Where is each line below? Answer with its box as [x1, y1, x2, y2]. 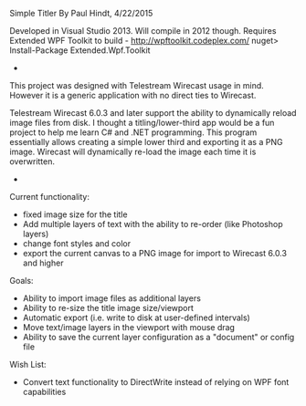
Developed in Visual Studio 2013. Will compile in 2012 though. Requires [9, 26, 277, 36]
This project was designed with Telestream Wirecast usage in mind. [9, 80, 265, 90]
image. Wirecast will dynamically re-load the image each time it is [9, 146, 257, 157]
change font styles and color [22, 238, 131, 249]
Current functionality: [9, 192, 90, 202]
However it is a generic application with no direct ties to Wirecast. [9, 90, 257, 100]
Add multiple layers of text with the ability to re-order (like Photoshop [22, 219, 283, 229]
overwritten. [9, 156, 56, 167]
